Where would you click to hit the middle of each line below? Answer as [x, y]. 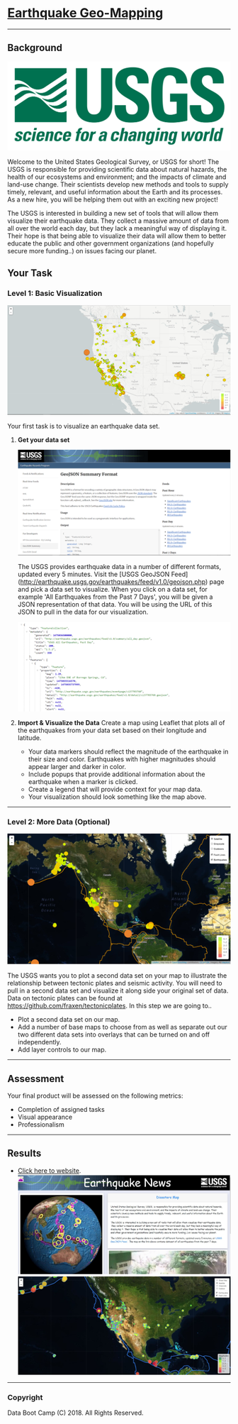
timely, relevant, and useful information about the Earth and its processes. [115, 192]
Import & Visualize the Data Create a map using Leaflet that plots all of [121, 723]
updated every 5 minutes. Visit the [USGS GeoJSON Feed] [103, 574]
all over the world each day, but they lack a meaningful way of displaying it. [117, 228]
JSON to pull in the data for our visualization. [83, 612]
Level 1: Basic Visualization [55, 294]
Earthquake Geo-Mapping [85, 13]
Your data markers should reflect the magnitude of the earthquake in [128, 752]
